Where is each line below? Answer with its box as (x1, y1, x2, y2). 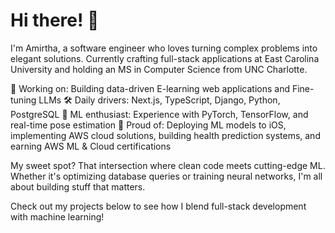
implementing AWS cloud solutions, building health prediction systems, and (10, 129, 321, 141)
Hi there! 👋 (10, 9, 100, 32)
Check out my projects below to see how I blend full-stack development (10, 200, 307, 212)
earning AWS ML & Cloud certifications (10, 140, 172, 152)
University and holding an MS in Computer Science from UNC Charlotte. (10, 63, 308, 75)
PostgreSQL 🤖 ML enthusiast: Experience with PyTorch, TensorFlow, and (10, 108, 309, 120)
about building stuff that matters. (10, 180, 146, 193)
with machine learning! (10, 210, 105, 223)
